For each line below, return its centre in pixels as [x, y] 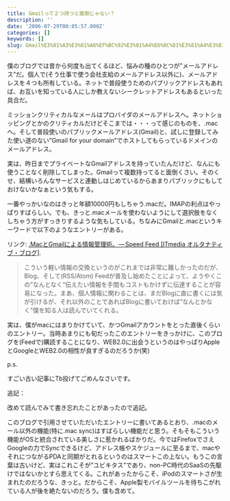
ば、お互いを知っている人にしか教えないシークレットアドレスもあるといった [115, 91]
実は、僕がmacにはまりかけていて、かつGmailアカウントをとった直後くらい [114, 325]
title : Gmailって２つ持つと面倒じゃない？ [61, 13]
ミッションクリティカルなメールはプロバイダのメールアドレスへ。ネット [109, 115]
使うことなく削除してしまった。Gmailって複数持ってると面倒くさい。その [111, 172]
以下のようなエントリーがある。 [82, 230]
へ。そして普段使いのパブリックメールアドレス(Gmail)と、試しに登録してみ [113, 132]
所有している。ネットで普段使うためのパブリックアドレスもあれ [133, 83]
